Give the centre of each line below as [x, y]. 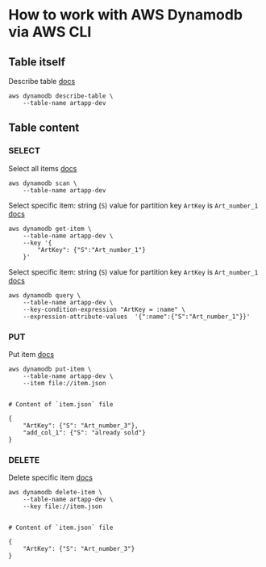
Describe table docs [42, 81]
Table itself [37, 62]
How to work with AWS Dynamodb [126, 15]
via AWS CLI [50, 32]
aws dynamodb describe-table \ [61, 96]
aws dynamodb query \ [45, 295]
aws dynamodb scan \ [43, 183]
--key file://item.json [63, 506]
